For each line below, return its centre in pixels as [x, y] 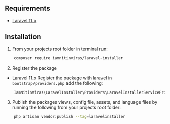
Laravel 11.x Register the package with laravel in [62, 78]
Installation [23, 37]
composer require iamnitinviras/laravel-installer [69, 58]
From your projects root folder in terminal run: [60, 49]
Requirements [27, 8]
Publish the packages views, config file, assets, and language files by [85, 102]
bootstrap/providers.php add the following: [58, 83]
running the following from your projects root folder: [66, 107]
